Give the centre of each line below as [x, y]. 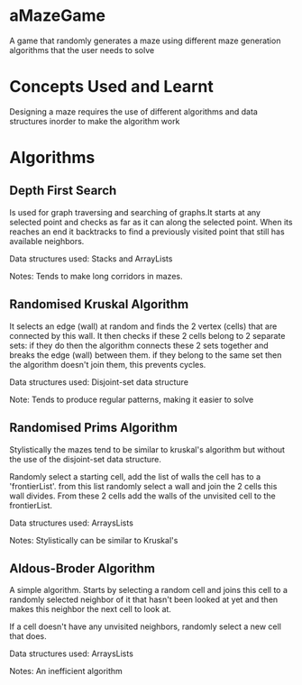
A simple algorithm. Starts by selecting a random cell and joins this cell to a [149, 590]
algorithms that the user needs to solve [82, 50]
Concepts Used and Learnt [111, 87]
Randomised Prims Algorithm [94, 428]
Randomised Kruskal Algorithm [99, 304]
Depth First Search [63, 191]
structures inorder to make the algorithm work [95, 121]
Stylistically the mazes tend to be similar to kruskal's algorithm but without [147, 449]
